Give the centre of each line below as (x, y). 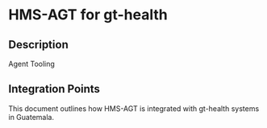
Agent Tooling (31, 64)
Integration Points (54, 89)
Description (38, 45)
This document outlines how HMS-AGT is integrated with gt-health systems (134, 108)
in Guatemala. (31, 117)
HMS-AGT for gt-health (88, 15)
